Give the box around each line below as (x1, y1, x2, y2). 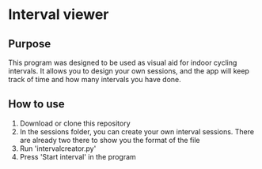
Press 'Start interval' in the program (19, 152, 136, 161)
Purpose (8, 37, 51, 51)
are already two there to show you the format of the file (19, 135, 200, 145)
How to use (8, 97, 65, 111)
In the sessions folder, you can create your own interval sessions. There (19, 126, 255, 136)
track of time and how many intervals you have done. (8, 75, 182, 84)
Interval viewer (8, 6, 109, 24)
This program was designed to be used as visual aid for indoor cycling (8, 58, 237, 67)
